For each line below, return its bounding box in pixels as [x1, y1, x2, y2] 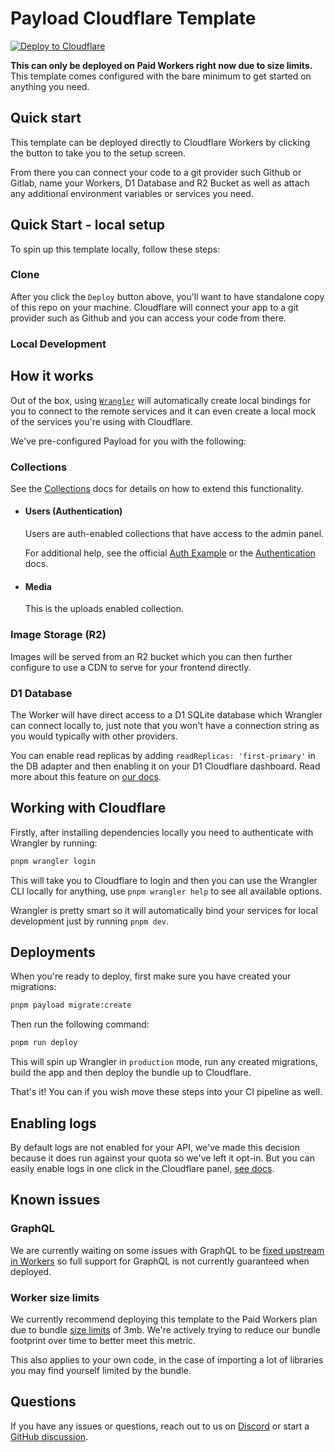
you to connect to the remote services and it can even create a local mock [10, 405, 317, 417]
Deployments [10, 943, 96, 961]
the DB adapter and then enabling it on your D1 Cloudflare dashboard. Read [10, 760, 321, 772]
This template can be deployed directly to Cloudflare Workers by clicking [10, 136, 311, 148]
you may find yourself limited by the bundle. [10, 1364, 192, 1376]
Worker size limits [10, 1290, 100, 1304]
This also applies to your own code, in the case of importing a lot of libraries [10, 1353, 324, 1366]
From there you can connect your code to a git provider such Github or [10, 166, 302, 178]
